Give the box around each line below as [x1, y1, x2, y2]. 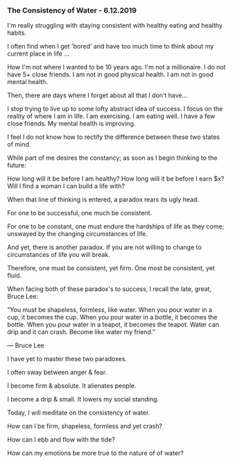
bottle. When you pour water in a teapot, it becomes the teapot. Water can [7, 320, 220, 329]
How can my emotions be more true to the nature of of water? [7, 449, 184, 457]
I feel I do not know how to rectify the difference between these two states [7, 133, 221, 141]
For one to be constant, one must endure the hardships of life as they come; [7, 222, 225, 231]
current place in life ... [7, 49, 70, 58]
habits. [7, 28, 26, 37]
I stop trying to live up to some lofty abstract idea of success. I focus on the [7, 105, 223, 113]
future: [7, 161, 26, 169]
